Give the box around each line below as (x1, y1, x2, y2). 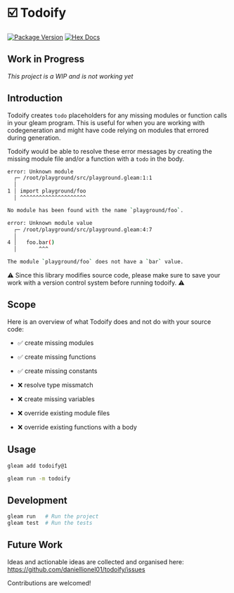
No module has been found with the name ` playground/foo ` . (7, 207, 184, 214)
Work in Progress (7, 53, 85, 65)
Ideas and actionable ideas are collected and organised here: (7, 557, 184, 566)
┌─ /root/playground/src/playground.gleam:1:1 (13, 174, 152, 182)
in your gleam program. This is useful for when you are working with (7, 118, 205, 126)
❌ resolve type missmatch (17, 380, 93, 389)
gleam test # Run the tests (7, 520, 93, 527)
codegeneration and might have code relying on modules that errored (7, 126, 209, 134)
